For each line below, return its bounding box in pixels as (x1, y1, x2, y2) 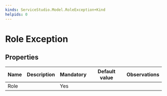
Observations (126, 71, 160, 78)
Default (97, 68, 116, 75)
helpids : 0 (5, 12, 28, 17)
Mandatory (60, 71, 87, 78)
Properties (5, 53, 39, 62)
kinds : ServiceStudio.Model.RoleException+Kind (5, 7, 106, 12)
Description (26, 71, 56, 78)
